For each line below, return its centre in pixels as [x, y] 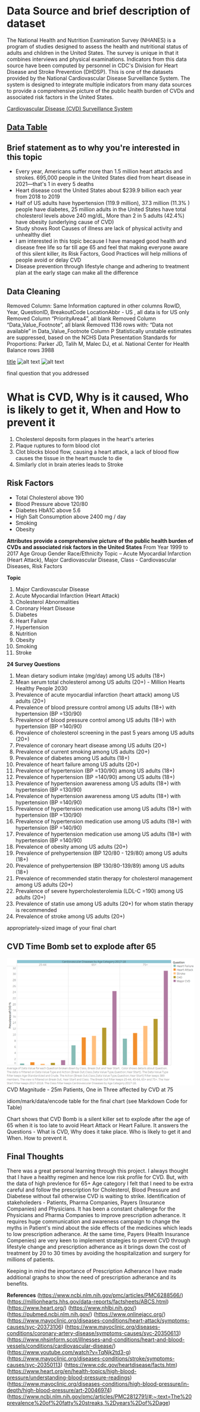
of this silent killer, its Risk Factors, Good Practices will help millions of [101, 254]
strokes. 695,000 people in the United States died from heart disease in [103, 178]
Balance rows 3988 [31, 350]
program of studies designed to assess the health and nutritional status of [97, 46]
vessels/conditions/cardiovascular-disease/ [60, 1346]
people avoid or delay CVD [48, 260]
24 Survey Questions [33, 664]
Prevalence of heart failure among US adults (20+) [77, 764]
